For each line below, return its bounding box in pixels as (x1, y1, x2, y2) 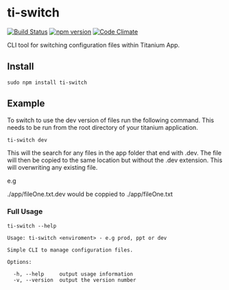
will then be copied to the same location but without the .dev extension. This (7, 156, 223, 164)
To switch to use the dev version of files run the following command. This (7, 115, 215, 124)
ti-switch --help (7, 222, 57, 230)
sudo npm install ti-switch (7, 79, 88, 86)
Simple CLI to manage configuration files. (7, 246, 134, 254)
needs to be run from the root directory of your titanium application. (7, 123, 199, 131)
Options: (7, 258, 32, 265)
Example (7, 98, 45, 109)
